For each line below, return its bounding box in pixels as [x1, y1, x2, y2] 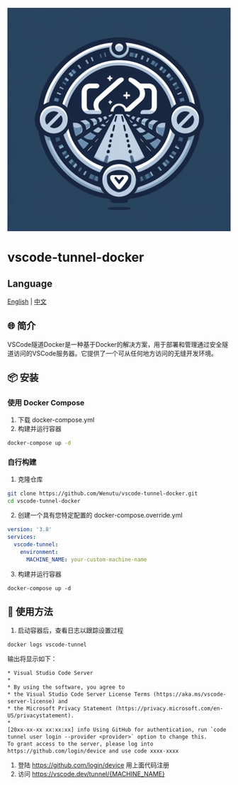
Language [7, 277, 53, 289]
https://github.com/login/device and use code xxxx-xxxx [7, 747, 179, 755]
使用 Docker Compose [7, 398, 85, 408]
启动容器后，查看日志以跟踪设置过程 [17, 625, 124, 635]
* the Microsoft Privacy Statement [7, 705, 113, 713]
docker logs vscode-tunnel [7, 641, 87, 648]
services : [7, 533, 37, 541]
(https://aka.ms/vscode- [153, 691, 227, 698]
